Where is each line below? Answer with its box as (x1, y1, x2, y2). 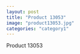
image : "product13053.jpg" (6, 20, 75, 26)
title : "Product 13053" (6, 14, 67, 20)
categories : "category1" (6, 25, 69, 32)
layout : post (6, 8, 39, 15)
